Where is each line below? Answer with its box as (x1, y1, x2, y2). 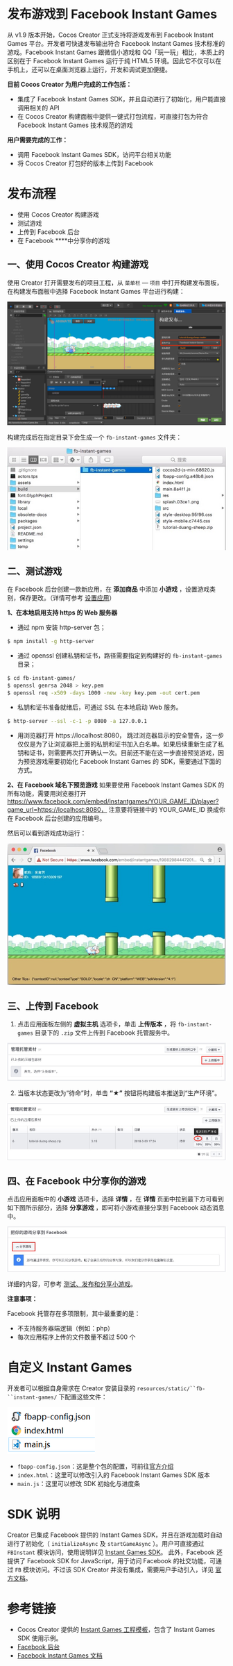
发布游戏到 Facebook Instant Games (7, 6, 217, 22)
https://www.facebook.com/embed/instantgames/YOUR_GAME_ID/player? (7, 797, 219, 806)
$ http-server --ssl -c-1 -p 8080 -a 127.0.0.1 (7, 717, 148, 724)
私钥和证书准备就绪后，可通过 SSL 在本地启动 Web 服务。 (17, 703, 182, 711)
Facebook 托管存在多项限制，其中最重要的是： (7, 1309, 141, 1317)
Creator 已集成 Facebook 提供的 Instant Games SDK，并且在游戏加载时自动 (7, 1531, 223, 1539)
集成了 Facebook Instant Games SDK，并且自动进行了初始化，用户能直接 (17, 94, 226, 103)
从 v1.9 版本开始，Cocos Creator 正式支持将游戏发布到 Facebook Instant (7, 31, 214, 39)
